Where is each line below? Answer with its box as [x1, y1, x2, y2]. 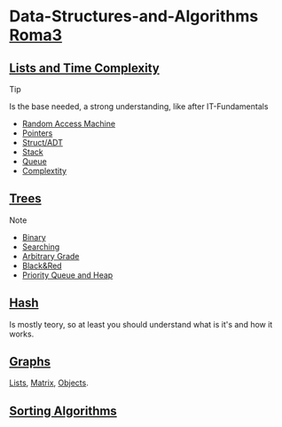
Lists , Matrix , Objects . [9, 377, 89, 388]
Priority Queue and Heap [21, 269, 114, 281]
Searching [21, 241, 60, 252]
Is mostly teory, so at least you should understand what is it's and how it [9, 319, 273, 329]
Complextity [21, 166, 67, 176]
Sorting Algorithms [9, 403, 117, 418]
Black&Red [21, 260, 62, 271]
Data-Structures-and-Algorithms [9, 6, 259, 27]
